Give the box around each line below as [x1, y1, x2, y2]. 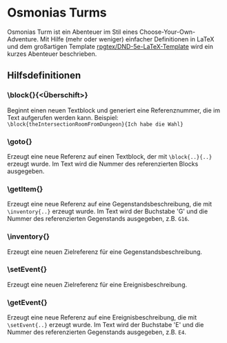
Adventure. [7, 35, 39, 43]
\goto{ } [7, 137, 32, 146]
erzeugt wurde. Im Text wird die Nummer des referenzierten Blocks [7, 159, 199, 168]
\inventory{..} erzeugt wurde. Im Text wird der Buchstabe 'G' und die [7, 207, 208, 215]
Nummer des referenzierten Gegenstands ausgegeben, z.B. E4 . [7, 328, 186, 336]
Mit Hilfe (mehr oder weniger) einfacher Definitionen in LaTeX [40, 35, 215, 43]
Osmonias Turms [7, 5, 107, 21]
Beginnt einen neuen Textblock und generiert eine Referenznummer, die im [7, 106, 221, 115]
